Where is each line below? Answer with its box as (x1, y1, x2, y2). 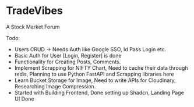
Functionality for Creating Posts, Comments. (14, 58, 121, 65)
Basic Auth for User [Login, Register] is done (14, 52, 122, 59)
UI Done (14, 95, 34, 102)
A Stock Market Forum (6, 23, 60, 30)
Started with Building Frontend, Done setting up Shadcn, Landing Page (14, 89, 185, 96)
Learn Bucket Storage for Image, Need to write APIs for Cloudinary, (14, 77, 176, 84)
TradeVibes (6, 4, 63, 17)
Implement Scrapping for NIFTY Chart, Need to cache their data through (14, 64, 188, 71)
